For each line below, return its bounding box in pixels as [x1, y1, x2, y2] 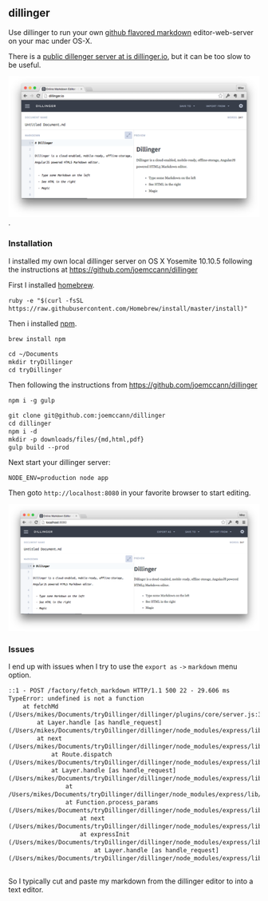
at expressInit [79, 831, 130, 839]
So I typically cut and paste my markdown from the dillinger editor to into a [8, 876, 254, 886]
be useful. [8, 60, 41, 69]
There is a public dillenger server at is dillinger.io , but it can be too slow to [8, 51, 251, 61]
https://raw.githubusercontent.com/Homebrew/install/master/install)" [8, 304, 248, 312]
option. [8, 670, 32, 680]
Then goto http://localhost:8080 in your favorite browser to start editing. [8, 487, 251, 498]
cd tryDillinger [8, 366, 62, 374]
